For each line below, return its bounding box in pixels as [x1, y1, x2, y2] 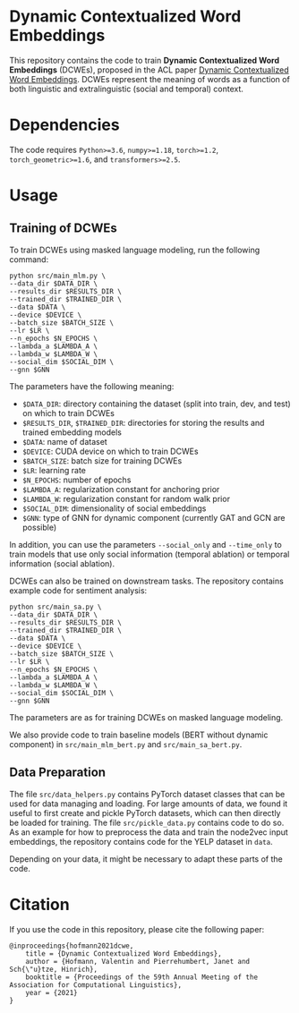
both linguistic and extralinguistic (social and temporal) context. [9, 83, 244, 94]
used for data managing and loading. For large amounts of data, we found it [9, 798, 288, 809]
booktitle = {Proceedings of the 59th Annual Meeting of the [25, 973, 258, 982]
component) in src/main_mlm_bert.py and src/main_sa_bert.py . [9, 738, 243, 749]
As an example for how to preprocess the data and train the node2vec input [9, 826, 288, 838]
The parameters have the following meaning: [9, 380, 175, 391]
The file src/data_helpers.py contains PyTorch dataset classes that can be [9, 788, 286, 799]
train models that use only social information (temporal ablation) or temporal [9, 549, 290, 559]
